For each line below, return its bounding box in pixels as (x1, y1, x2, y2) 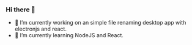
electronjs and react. (14, 25, 67, 32)
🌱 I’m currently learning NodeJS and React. (14, 32, 124, 39)
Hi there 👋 (6, 5, 36, 14)
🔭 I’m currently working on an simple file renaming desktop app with (14, 19, 186, 26)
